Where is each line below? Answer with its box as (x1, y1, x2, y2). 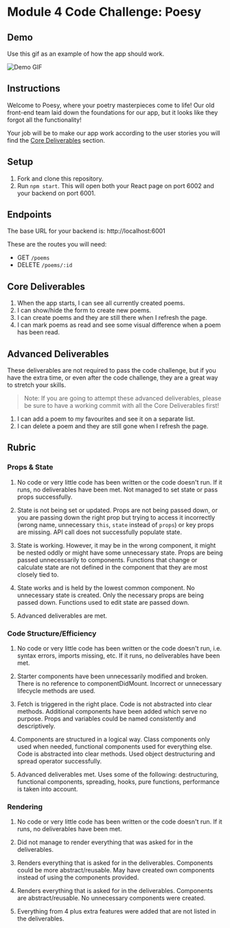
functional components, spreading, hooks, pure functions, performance (16, 778, 220, 786)
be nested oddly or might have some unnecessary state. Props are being (16, 548, 223, 557)
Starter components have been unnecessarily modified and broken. (16, 672, 208, 680)
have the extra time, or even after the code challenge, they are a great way (7, 373, 218, 382)
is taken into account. (16, 785, 78, 793)
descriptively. (16, 722, 56, 730)
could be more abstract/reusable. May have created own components (16, 866, 215, 874)
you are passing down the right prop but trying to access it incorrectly (16, 513, 216, 522)
